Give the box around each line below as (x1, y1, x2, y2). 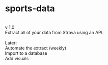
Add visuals (5, 55, 29, 61)
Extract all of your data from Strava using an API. (5, 29, 104, 35)
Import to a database (5, 50, 48, 56)
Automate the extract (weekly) (5, 45, 67, 51)
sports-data (5, 3, 55, 14)
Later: (5, 40, 17, 45)
